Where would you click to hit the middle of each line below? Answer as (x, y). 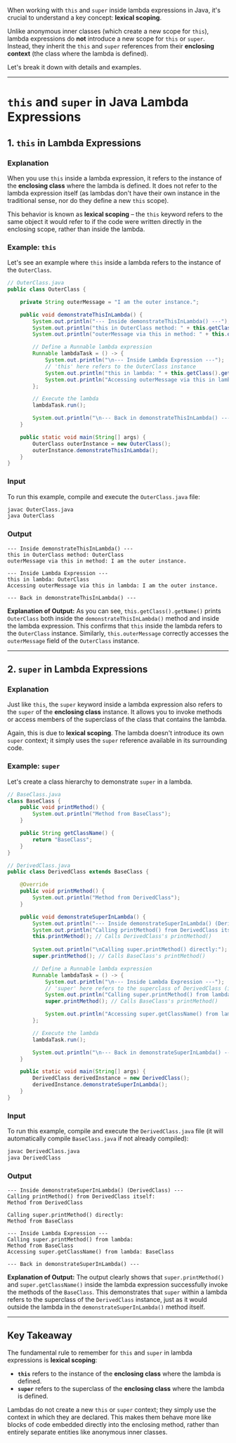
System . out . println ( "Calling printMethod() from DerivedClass (125, 930)
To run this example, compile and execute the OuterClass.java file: (104, 496)
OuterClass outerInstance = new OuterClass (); (102, 444)
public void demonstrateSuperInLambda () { (83, 917)
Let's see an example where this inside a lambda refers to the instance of (114, 263)
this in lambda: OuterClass (48, 579)
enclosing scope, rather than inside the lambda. (76, 229)
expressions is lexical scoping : (52, 1360)
